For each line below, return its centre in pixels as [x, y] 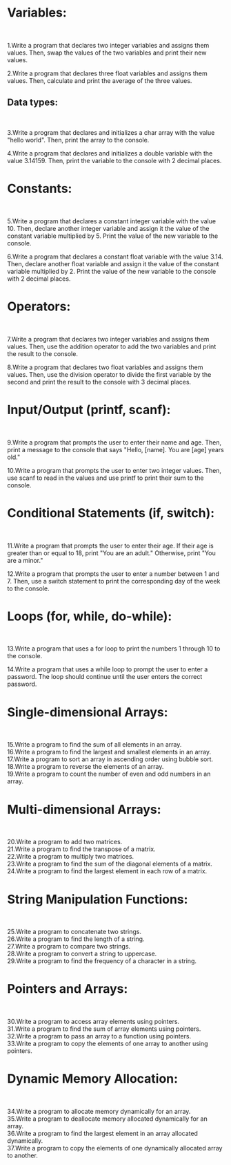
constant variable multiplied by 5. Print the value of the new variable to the [113, 236]
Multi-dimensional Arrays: [84, 809]
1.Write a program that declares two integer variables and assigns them [108, 45]
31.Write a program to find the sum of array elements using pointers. [104, 1029]
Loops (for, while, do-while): [90, 616]
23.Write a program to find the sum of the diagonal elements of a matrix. [110, 864]
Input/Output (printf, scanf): [89, 410]
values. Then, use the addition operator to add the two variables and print [112, 346]
